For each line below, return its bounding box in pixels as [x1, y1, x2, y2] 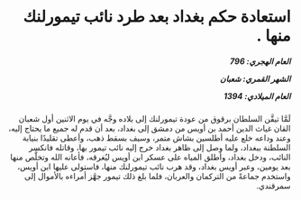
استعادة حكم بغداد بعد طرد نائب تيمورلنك [23, 6, 291, 27]
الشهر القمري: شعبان [219, 73, 291, 84]
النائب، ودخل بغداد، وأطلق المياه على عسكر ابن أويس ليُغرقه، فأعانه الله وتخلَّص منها [10, 151, 291, 163]
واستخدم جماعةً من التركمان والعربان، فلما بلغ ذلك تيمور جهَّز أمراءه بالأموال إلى [23, 171, 291, 182]
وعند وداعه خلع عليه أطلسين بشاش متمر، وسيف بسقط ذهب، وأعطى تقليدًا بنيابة [22, 132, 291, 143]
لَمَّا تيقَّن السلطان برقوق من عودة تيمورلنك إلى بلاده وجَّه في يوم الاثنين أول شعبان [18, 114, 291, 124]
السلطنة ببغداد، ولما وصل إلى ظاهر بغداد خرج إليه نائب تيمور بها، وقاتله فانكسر [28, 142, 291, 153]
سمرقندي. [256, 180, 291, 191]
